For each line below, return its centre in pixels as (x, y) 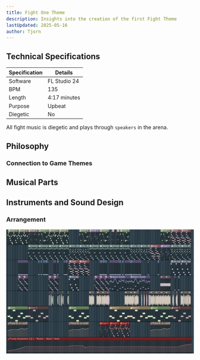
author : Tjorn (24, 32)
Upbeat (57, 106)
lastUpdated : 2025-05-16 (37, 25)
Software (20, 81)
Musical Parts (32, 183)
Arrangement (26, 219)
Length (17, 98)
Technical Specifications (53, 56)
